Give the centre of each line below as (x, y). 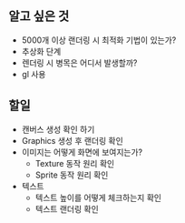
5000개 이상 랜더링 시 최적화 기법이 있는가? (99, 40)
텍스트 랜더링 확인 (67, 208)
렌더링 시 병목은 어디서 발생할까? (79, 63)
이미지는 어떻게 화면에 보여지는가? (82, 152)
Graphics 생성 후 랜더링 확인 (72, 140)
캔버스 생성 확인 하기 (58, 129)
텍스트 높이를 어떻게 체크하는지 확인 (98, 198)
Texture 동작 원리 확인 (75, 163)
